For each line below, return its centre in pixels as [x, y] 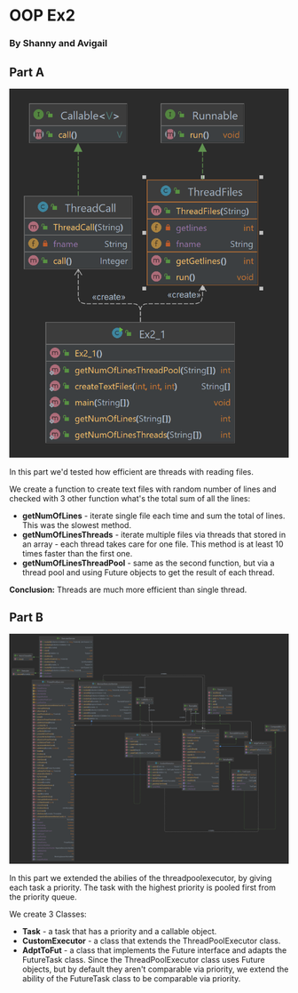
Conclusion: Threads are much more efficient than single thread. [128, 589]
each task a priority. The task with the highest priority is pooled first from [143, 887]
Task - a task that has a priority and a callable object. [119, 931]
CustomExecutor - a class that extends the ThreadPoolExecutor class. [151, 941]
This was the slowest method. [76, 525]
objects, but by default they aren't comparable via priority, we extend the [155, 969]
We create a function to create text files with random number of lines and [143, 489]
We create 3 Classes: [48, 914]
